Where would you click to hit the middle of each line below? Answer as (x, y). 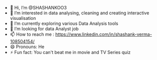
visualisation (23, 18)
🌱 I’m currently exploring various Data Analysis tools (64, 23)
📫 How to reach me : (32, 34)
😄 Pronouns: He (27, 47)
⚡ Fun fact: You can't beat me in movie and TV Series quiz (70, 52)
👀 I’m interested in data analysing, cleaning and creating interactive (80, 13)
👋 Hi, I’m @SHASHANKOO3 (38, 8)
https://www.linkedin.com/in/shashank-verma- (104, 34)
